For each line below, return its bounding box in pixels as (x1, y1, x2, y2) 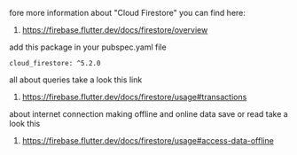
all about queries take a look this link (9, 74, 143, 85)
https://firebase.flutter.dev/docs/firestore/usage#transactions (21, 92, 247, 102)
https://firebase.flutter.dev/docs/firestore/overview (21, 25, 208, 35)
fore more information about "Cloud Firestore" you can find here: (9, 8, 246, 18)
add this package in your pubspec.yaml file (9, 42, 167, 52)
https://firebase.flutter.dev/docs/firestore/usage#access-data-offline (21, 136, 275, 145)
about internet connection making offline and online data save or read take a (9, 109, 288, 119)
